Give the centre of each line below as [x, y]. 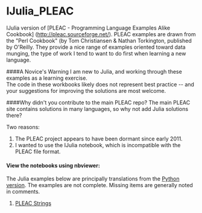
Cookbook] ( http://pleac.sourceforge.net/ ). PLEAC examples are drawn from [101, 34]
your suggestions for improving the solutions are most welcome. [86, 91]
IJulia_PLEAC [40, 11]
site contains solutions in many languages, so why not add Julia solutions [97, 109]
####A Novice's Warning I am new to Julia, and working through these [94, 71]
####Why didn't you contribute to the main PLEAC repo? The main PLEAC [98, 102]
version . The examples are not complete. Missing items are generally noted [99, 185]
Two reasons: [23, 127]
